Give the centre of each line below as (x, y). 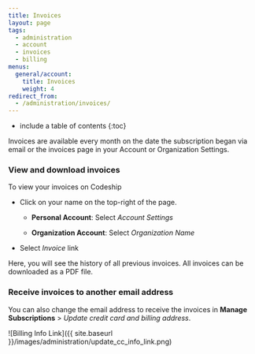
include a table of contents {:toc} (73, 126)
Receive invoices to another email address (91, 293)
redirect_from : (33, 96)
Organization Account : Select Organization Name (113, 233)
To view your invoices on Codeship (65, 187)
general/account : (44, 74)
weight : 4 (39, 89)
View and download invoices (64, 170)
